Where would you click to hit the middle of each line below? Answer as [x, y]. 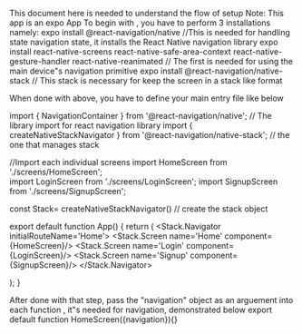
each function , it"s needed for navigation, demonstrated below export [141, 309]
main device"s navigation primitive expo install [96, 71]
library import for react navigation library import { [101, 125]
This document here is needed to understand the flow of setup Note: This [146, 13]
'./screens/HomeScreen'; [56, 172]
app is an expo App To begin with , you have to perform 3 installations [140, 23]
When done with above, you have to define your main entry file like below [146, 98]
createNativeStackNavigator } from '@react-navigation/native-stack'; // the [150, 135]
